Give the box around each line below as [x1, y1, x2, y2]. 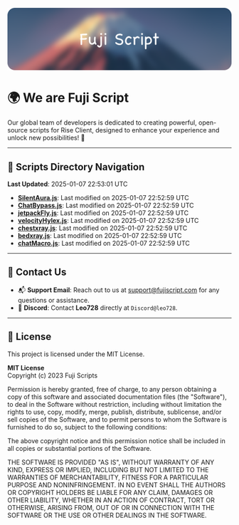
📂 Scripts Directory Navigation [7, 161, 145, 173]
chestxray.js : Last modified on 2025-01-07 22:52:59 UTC [17, 224, 188, 232]
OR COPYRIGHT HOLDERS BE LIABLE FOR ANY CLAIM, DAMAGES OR [7, 488, 213, 497]
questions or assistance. [17, 296, 90, 304]
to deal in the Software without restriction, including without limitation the [7, 400, 222, 408]
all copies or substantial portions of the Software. [7, 444, 152, 452]
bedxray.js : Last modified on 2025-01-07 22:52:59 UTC [17, 232, 182, 240]
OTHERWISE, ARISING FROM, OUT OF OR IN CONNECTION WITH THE [7, 503, 215, 511]
